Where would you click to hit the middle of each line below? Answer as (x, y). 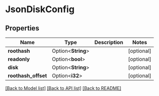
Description (109, 42)
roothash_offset (27, 76)
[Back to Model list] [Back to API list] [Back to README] (63, 88)
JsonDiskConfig (40, 9)
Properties (22, 28)
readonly (19, 59)
